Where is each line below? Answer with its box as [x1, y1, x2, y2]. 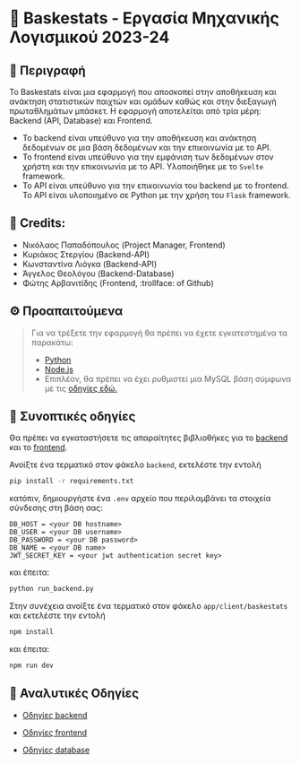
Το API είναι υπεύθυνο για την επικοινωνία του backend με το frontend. [21, 180, 289, 191]
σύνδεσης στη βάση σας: [9, 502, 103, 514]
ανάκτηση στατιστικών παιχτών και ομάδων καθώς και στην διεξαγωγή [9, 96, 278, 107]
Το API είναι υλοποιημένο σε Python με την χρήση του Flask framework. [21, 190, 291, 200]
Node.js [44, 363, 74, 375]
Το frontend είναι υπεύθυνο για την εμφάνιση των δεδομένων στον [21, 152, 275, 162]
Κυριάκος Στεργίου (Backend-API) [21, 248, 150, 259]
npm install [9, 628, 54, 637]
